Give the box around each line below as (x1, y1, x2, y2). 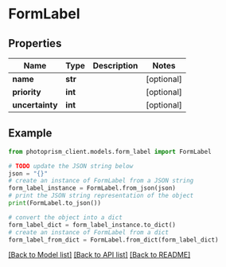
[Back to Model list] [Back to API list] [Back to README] (8, 250, 191, 260)
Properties (8, 37, 62, 50)
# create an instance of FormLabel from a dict (8, 228, 169, 236)
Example (8, 127, 53, 140)
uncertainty (12, 100, 58, 110)
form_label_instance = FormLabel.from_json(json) (8, 184, 177, 192)
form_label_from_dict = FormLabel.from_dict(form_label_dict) (8, 236, 219, 244)
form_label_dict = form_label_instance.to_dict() (8, 221, 177, 229)
